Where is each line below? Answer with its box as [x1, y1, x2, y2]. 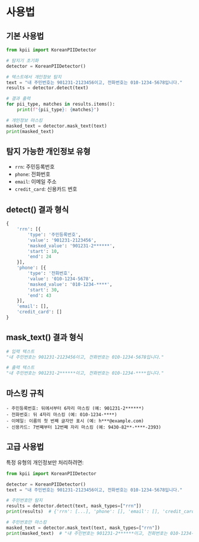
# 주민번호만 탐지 [6, 497, 43, 503]
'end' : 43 [27, 292, 52, 299]
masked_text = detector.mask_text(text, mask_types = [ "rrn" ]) [6, 525, 161, 531]
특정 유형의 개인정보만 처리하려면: [6, 458, 84, 466]
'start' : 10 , [27, 248, 60, 254]
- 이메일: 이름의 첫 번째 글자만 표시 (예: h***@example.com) [6, 418, 144, 424]
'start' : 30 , [27, 287, 60, 293]
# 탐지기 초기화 [6, 58, 39, 64]
